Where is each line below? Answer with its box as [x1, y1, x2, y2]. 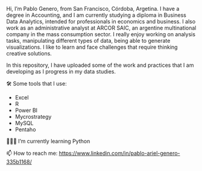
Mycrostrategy [14, 113, 52, 120]
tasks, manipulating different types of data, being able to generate [6, 37, 171, 44]
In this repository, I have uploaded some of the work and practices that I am [6, 61, 194, 69]
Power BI [14, 107, 38, 114]
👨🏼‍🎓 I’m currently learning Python [6, 138, 90, 145]
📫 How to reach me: [6, 150, 58, 157]
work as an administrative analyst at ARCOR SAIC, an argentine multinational [6, 24, 197, 31]
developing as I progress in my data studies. [6, 68, 116, 75]
